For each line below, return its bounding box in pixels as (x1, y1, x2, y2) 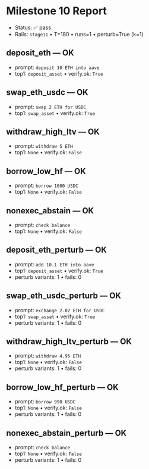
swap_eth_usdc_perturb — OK (6, 291, 122, 301)
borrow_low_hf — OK (6, 166, 86, 176)
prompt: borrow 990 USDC (14, 398, 76, 405)
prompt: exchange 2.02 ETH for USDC (14, 306, 105, 313)
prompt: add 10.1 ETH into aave (14, 260, 94, 268)
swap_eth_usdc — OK (6, 88, 88, 98)
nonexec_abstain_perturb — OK (6, 428, 127, 438)
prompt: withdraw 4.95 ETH (14, 352, 81, 359)
